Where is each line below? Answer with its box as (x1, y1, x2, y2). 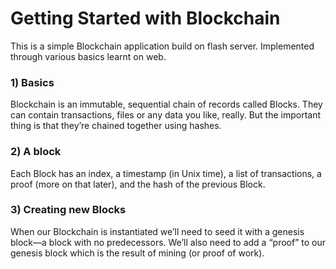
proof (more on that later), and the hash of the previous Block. (10, 178, 266, 190)
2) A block (10, 145, 62, 159)
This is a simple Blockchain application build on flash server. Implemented (10, 40, 315, 52)
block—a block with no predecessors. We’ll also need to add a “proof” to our (10, 236, 326, 248)
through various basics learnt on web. (10, 50, 167, 62)
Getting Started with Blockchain (10, 7, 281, 30)
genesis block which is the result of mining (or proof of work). (10, 247, 265, 259)
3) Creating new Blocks (10, 203, 127, 217)
